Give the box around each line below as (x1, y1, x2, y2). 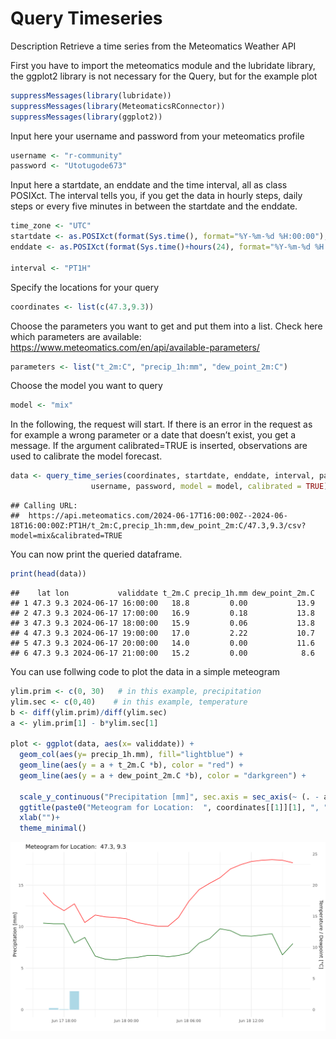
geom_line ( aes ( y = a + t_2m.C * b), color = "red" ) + (19, 760, 244, 771)
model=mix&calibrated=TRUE (10, 531, 123, 541)
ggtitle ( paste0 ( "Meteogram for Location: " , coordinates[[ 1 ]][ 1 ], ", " (19, 802, 329, 812)
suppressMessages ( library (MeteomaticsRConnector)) (10, 101, 226, 111)
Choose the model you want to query (10, 380, 163, 392)
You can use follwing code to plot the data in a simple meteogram (10, 665, 281, 677)
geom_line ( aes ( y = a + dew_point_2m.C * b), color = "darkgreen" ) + (19, 770, 307, 781)
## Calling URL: (10, 501, 78, 511)
